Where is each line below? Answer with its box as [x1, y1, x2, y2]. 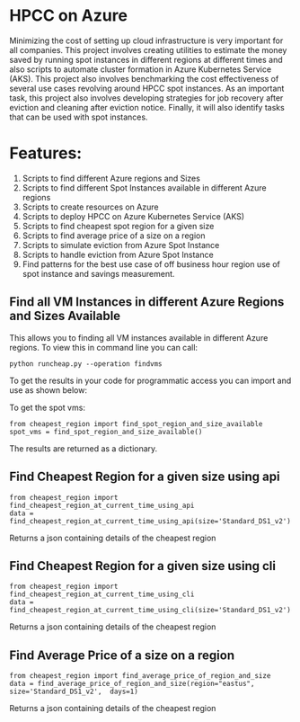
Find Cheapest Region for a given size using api [9, 469, 280, 485]
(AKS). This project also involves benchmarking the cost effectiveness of [9, 73, 279, 84]
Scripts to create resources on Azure [22, 201, 159, 212]
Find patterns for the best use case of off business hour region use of [22, 258, 281, 270]
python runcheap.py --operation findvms [9, 359, 163, 369]
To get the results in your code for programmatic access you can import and [9, 375, 292, 386]
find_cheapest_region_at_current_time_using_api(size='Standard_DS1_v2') [9, 516, 292, 526]
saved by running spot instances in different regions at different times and [9, 54, 283, 65]
